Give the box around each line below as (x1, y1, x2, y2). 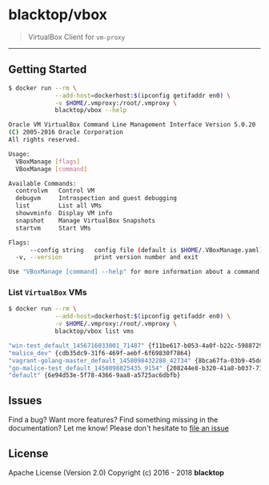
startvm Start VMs (15, 224, 91, 232)
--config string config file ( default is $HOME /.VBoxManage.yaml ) (29, 246, 263, 254)
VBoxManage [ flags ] (15, 158, 81, 166)
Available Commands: (8, 179, 78, 187)
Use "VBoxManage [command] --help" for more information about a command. (8, 268, 263, 276)
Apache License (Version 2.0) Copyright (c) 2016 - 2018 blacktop (8, 467, 224, 477)
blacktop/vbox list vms (54, 327, 134, 335)
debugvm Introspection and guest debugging (15, 194, 178, 202)
